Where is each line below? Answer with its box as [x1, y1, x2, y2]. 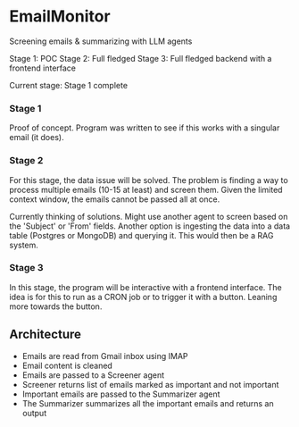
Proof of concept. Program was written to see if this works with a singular [9, 122, 280, 133]
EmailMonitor [9, 6, 111, 27]
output [21, 407, 47, 418]
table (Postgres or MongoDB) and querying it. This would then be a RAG [9, 230, 274, 240]
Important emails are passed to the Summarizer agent [21, 389, 220, 399]
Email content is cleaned [21, 360, 113, 371]
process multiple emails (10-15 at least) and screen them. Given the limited [9, 184, 283, 195]
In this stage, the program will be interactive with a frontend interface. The [9, 281, 283, 292]
